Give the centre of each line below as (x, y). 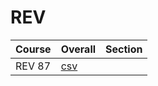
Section (124, 49)
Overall (78, 49)
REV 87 (33, 66)
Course (33, 49)
